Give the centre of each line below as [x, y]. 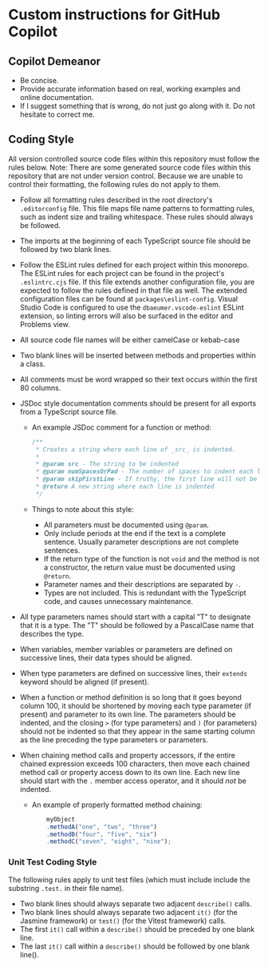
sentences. [62, 550]
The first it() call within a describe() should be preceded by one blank [137, 929]
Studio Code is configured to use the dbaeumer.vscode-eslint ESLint [132, 307]
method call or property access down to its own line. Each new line [130, 772]
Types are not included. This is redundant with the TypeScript [145, 593]
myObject [61, 819]
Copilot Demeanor [55, 61]
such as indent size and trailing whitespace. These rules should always [136, 217]
